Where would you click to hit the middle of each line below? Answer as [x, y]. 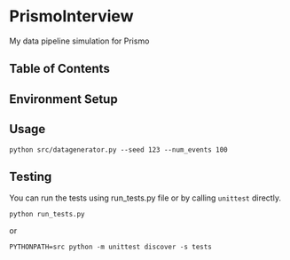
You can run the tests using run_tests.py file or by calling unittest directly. [145, 198]
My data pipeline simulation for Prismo [79, 41]
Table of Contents [60, 69]
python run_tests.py [47, 215]
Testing [31, 176]
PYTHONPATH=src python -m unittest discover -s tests [111, 247]
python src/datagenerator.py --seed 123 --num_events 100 [118, 150]
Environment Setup [63, 99]
